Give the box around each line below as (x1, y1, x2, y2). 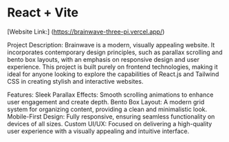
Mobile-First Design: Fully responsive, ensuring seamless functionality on (7, 112, 215, 121)
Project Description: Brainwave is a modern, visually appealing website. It (7, 40, 215, 49)
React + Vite (7, 5, 79, 21)
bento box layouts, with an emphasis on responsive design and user (7, 55, 200, 63)
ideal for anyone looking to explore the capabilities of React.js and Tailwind (7, 70, 219, 78)
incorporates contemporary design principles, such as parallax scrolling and (7, 48, 223, 56)
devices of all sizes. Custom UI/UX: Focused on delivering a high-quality (7, 119, 212, 128)
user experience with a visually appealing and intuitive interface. (7, 127, 190, 135)
